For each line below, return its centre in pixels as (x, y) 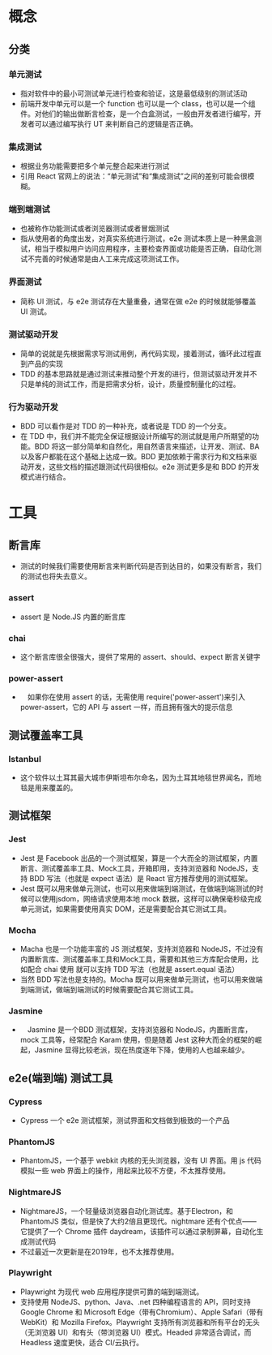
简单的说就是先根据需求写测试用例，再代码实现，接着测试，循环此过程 (137, 354)
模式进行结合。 (45, 477)
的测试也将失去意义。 (55, 576)
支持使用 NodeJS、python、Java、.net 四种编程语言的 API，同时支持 (135, 1301)
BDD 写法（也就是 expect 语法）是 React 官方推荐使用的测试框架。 (141, 878)
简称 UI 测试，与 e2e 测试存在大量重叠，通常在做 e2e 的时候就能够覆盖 (138, 301)
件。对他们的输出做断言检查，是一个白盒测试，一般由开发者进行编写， (137, 114)
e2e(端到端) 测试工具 (61, 1078)
